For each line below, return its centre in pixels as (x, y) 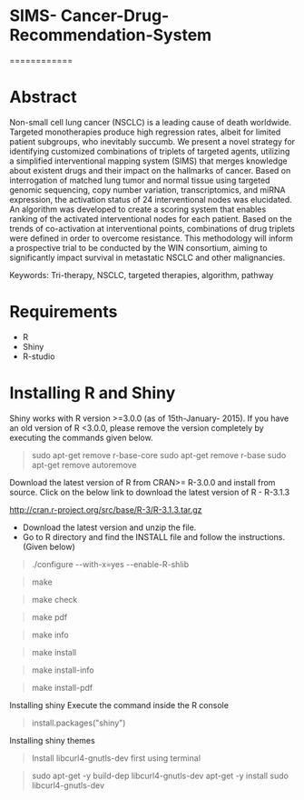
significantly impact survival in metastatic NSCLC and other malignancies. (147, 257)
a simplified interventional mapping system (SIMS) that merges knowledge (148, 161)
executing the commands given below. (81, 437)
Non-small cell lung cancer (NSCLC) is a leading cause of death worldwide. (151, 122)
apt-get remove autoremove (84, 465)
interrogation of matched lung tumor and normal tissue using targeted (140, 180)
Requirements (64, 312)
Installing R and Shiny (93, 393)
